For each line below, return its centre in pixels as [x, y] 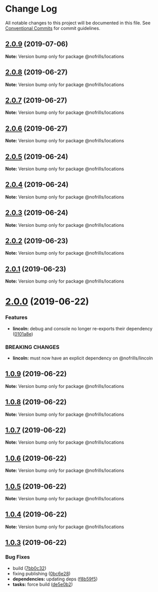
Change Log [31, 9]
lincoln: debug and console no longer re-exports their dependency [83, 328]
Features [16, 318]
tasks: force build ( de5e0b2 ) [43, 584]
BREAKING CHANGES [32, 347]
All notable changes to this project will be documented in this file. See [78, 23]
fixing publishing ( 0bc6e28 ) [42, 573]
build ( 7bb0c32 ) [29, 568]
